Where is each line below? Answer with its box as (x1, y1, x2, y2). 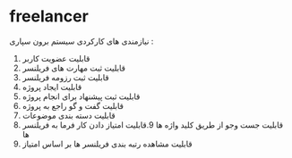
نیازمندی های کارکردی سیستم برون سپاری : (9, 36, 154, 46)
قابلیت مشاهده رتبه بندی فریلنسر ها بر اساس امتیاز (21, 138, 193, 149)
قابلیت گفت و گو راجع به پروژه (21, 100, 124, 111)
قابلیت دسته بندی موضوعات (21, 110, 116, 121)
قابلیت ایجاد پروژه (21, 81, 82, 92)
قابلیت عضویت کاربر (21, 53, 90, 63)
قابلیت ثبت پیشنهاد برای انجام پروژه (21, 91, 141, 102)
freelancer (9, 6, 90, 27)
